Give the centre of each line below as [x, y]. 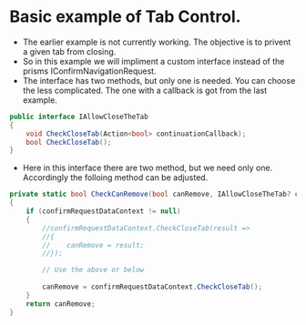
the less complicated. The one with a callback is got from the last [144, 90]
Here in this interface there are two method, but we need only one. [148, 168]
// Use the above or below [93, 270]
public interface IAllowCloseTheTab [79, 117]
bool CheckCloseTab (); [69, 142]
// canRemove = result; [93, 245]
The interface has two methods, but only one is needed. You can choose [159, 80]
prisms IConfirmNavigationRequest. [89, 71]
